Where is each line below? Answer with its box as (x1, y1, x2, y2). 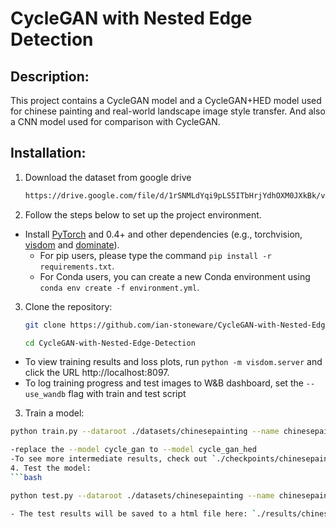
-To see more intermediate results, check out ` (10, 454, 217, 464)
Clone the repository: (24, 300, 113, 312)
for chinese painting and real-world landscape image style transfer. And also (10, 105, 326, 117)
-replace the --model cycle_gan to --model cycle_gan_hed (10, 445, 257, 455)
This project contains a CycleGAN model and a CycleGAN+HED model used (10, 95, 322, 106)
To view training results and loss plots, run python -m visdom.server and (24, 356, 323, 368)
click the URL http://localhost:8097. (24, 367, 170, 379)
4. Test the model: (10, 463, 92, 474)
